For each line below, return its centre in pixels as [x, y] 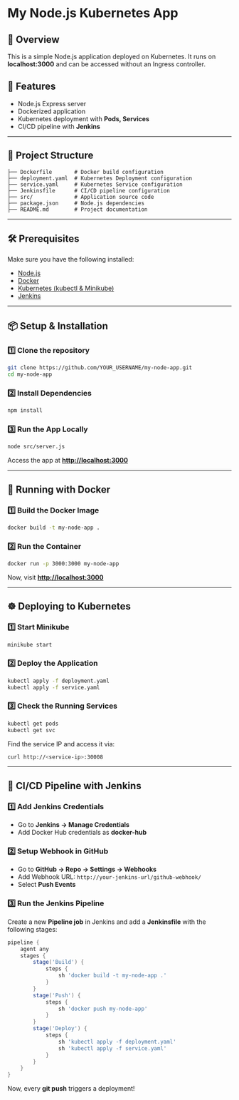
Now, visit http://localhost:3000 [55, 577]
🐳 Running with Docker [59, 489]
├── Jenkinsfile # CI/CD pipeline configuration [89, 190]
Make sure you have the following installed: [71, 259]
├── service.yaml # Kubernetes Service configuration [95, 184]
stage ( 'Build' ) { [58, 962]
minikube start [30, 644]
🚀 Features [32, 87]
